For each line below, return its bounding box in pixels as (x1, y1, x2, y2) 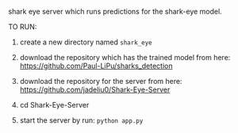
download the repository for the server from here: (19, 77, 182, 85)
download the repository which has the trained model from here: (19, 53, 231, 62)
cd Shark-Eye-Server (19, 101, 90, 109)
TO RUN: (8, 22, 37, 31)
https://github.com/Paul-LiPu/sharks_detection (19, 61, 173, 70)
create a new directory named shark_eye (19, 37, 152, 47)
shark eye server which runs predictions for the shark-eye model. (8, 7, 222, 16)
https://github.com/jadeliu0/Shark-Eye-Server (19, 85, 171, 94)
